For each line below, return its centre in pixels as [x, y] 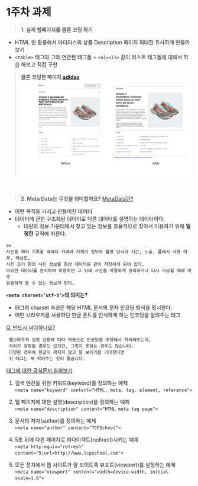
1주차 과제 [29, 12]
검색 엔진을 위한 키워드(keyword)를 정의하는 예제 [71, 383]
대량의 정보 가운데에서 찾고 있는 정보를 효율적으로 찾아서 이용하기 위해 [104, 226]
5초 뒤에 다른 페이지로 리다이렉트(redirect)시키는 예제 [77, 440]
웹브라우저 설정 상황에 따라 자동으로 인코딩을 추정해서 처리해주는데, [80, 340]
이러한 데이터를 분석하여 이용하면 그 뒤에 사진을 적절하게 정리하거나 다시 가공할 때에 [95, 271]
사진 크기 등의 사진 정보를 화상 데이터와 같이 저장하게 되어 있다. [75, 265]
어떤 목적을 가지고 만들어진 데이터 [53, 211]
